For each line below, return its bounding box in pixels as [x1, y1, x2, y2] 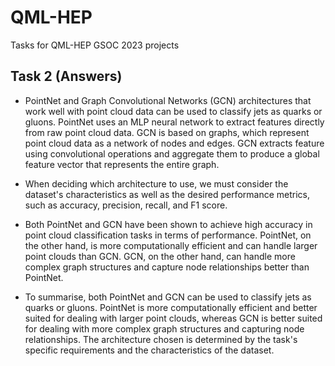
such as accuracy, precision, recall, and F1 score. [24, 199, 228, 211]
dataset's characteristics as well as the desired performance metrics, [24, 188, 310, 200]
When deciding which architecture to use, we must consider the [24, 177, 289, 190]
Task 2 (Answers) [10, 68, 123, 85]
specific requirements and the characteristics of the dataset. [24, 344, 275, 356]
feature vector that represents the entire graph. [24, 158, 220, 170]
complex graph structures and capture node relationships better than [24, 261, 310, 273]
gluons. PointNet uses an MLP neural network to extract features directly [24, 116, 325, 128]
